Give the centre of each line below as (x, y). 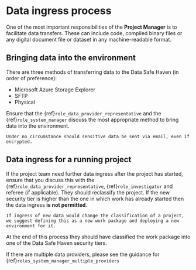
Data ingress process (59, 11)
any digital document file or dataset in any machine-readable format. (89, 39)
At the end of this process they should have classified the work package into (98, 237)
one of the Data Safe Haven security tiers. (56, 243)
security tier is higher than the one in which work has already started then (95, 199)
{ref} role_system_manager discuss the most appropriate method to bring (92, 119)
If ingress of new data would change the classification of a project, (95, 216)
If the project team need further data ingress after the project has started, (94, 173)
